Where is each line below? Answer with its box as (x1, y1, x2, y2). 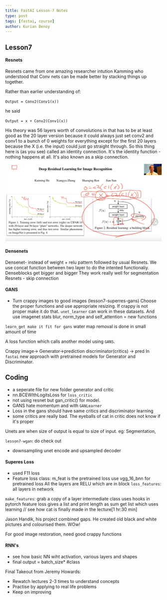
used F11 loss (12, 470, 40, 476)
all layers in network (12, 486, 54, 492)
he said (5, 108, 20, 114)
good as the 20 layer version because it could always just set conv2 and (5, 133, 154, 139)
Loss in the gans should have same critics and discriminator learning (12, 408, 154, 414)
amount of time (5, 328, 36, 335)
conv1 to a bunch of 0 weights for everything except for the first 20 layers (5, 138, 157, 144)
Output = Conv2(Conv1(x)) (5, 99, 59, 104)
